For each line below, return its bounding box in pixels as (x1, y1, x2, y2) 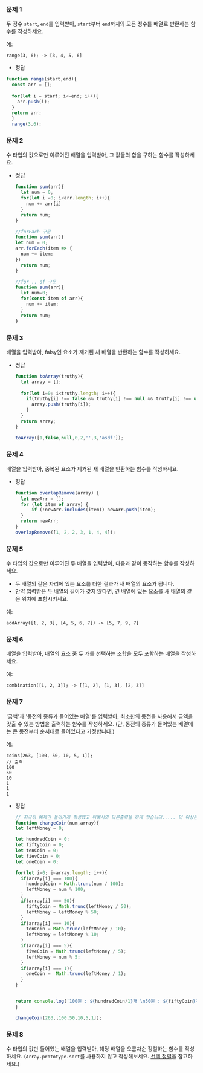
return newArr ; (21, 518, 59, 524)
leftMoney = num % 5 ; (26, 954, 80, 960)
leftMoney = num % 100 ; (26, 887, 86, 893)
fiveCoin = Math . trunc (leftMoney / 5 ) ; (26, 948, 127, 955)
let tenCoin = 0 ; (14, 848, 59, 854)
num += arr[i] (26, 201, 62, 207)
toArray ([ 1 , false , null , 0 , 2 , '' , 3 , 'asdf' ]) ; (14, 435, 124, 441)
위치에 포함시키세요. (21, 595, 69, 603)
